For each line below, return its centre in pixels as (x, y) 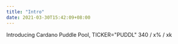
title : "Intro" (25, 12)
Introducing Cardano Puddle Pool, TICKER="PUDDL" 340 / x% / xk (89, 34)
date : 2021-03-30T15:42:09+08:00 (48, 17)
